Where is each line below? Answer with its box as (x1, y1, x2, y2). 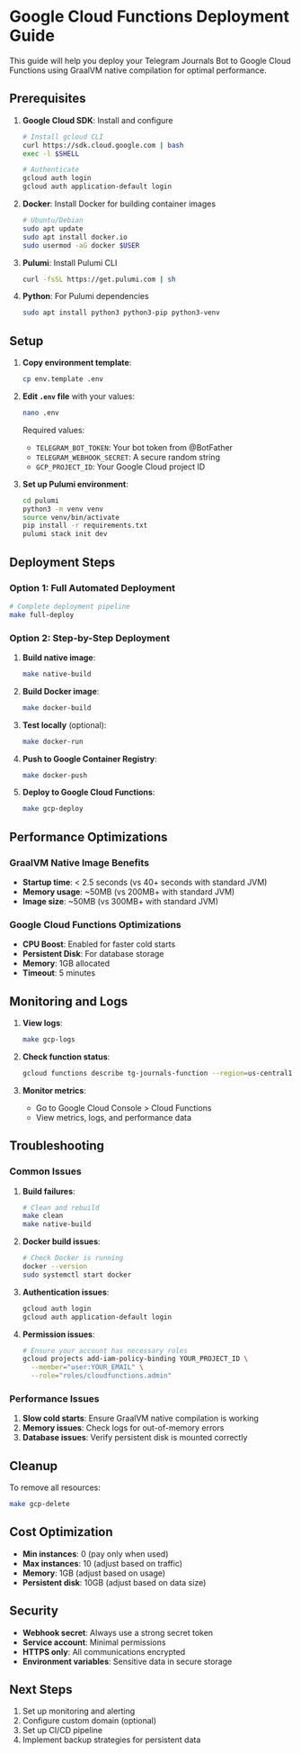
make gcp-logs (22, 1035, 75, 1044)
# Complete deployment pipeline (9, 602, 130, 611)
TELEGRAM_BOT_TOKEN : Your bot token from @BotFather (35, 441, 234, 452)
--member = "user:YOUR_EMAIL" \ (31, 1363, 144, 1372)
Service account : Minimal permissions (22, 1637, 166, 1648)
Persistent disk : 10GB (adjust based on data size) (22, 1577, 207, 1587)
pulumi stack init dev (22, 530, 108, 539)
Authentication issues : (22, 1286, 110, 1297)
